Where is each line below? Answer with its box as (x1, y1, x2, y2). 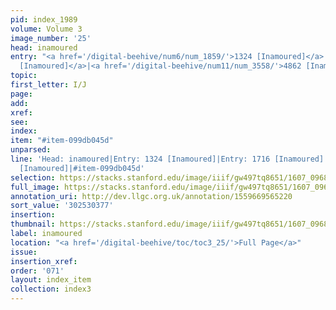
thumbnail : (10, 219, 56, 230)
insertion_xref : (10, 256, 78, 266)
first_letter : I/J (10, 80, 87, 90)
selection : (10, 172, 56, 183)
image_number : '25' (10, 33, 92, 43)
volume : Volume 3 (10, 24, 83, 34)
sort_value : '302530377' (10, 201, 114, 211)
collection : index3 (10, 284, 92, 295)
